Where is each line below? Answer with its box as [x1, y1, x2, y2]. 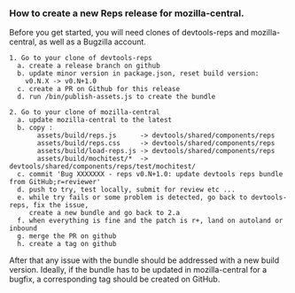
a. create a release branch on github [17, 61, 161, 71]
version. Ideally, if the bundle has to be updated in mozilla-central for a [9, 265, 268, 275]
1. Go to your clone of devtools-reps [9, 54, 152, 63]
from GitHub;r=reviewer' [9, 178, 101, 187]
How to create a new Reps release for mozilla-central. [9, 7, 245, 19]
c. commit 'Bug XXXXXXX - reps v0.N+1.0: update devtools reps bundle [17, 170, 283, 179]
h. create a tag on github [17, 240, 117, 249]
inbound [9, 224, 38, 233]
